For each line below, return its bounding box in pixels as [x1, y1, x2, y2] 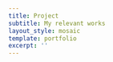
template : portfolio [8, 34, 78, 43]
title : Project [8, 11, 59, 20]
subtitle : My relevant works [8, 19, 106, 27]
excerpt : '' [8, 42, 48, 50]
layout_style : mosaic [8, 27, 81, 35]
